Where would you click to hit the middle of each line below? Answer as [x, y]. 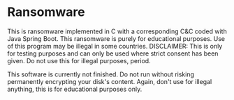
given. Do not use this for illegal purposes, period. [79, 60]
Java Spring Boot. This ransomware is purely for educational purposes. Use [116, 38]
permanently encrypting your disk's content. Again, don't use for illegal [110, 81]
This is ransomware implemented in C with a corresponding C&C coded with [117, 31]
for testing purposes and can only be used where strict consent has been [113, 53]
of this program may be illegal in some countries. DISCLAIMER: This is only [115, 46]
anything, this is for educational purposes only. [75, 89]
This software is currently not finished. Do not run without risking [101, 74]
